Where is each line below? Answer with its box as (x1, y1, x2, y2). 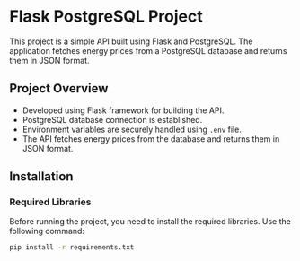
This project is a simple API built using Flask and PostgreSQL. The (9, 36, 253, 47)
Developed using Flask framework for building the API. (22, 105, 225, 116)
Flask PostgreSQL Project (9, 6, 204, 27)
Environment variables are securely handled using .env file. (22, 124, 243, 135)
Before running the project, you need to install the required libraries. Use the (9, 216, 292, 227)
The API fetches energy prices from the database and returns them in (22, 133, 280, 144)
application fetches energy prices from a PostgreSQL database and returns (9, 45, 287, 56)
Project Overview (9, 81, 109, 96)
